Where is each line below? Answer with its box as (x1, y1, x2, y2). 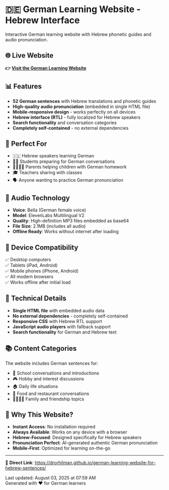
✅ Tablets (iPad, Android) (5, 262, 58, 268)
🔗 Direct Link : (5, 460, 34, 466)
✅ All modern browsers (5, 274, 54, 280)
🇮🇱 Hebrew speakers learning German (12, 153, 95, 159)
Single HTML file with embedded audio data (12, 307, 105, 313)
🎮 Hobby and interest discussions (12, 375, 84, 382)
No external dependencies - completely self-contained (12, 313, 128, 319)
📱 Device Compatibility (5, 243, 78, 252)
